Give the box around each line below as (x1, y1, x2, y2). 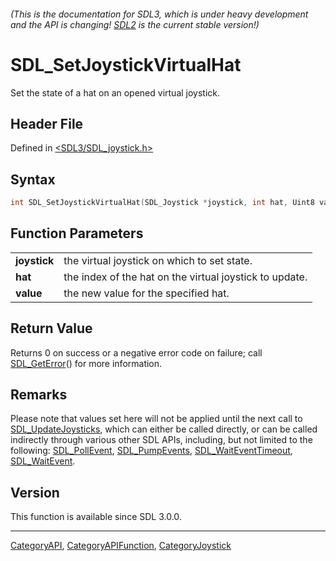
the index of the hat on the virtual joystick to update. (63, 270, 308, 284)
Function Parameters (10, 225, 144, 242)
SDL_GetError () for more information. (10, 357, 163, 369)
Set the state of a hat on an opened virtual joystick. (10, 86, 221, 99)
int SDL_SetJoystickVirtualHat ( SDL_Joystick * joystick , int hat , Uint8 (10, 198, 315, 208)
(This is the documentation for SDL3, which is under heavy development (10, 8, 309, 20)
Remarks (10, 386, 68, 404)
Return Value (10, 320, 93, 337)
